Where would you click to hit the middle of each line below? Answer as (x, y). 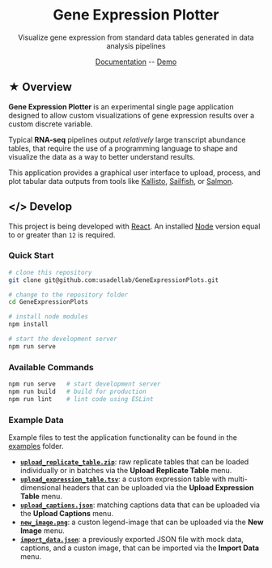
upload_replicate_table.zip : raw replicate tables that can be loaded (134, 462)
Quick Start (31, 255)
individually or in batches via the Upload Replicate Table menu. (126, 471)
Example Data (36, 420)
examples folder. (36, 446)
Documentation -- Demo (136, 62)
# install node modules (49, 317)
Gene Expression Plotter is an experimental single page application (121, 106)
